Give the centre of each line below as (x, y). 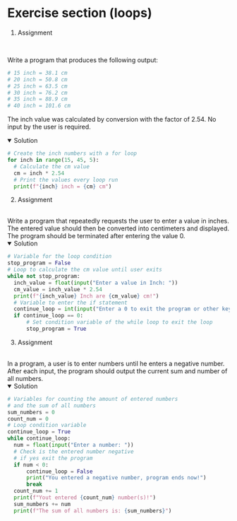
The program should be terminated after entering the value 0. (96, 236)
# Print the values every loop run (66, 180)
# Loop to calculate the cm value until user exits (85, 270)
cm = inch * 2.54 (39, 173)
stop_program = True (56, 329)
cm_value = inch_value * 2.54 (58, 289)
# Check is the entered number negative (74, 451)
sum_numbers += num (42, 504)
